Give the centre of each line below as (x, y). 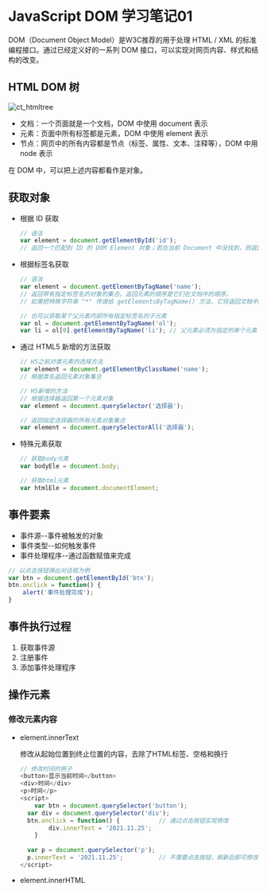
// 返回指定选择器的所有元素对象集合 (72, 420)
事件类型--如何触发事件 (58, 545)
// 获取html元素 (44, 481)
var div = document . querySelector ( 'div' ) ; (99, 813)
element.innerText (49, 737)
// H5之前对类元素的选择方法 (61, 362)
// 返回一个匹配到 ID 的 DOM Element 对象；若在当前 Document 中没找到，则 (135, 248)
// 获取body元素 (44, 459)
